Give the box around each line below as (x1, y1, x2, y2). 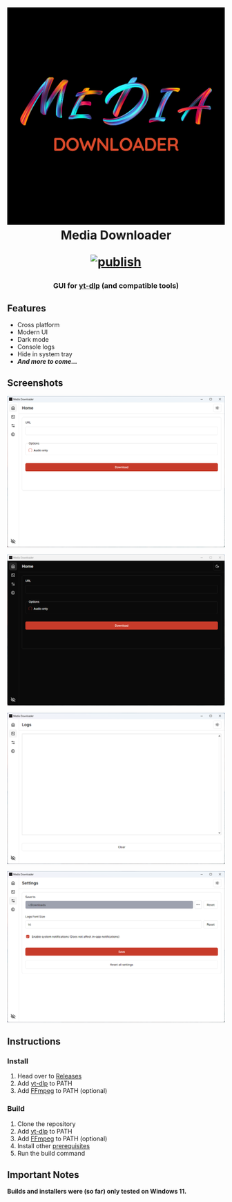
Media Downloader (60, 228, 172, 243)
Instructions (7, 1036, 61, 1047)
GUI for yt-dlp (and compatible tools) (52, 281, 180, 291)
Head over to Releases (17, 1072, 82, 1080)
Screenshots (7, 377, 64, 389)
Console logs (17, 342, 55, 351)
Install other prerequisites (17, 1141, 90, 1150)
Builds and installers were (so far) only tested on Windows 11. (7, 1188, 187, 1196)
